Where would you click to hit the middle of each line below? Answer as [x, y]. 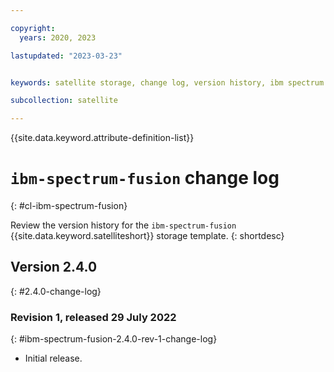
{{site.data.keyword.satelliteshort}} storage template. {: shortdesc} [147, 236]
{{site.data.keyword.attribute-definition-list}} [102, 138]
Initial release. [53, 358]
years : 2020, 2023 [58, 37]
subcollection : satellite [64, 101]
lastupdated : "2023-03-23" [66, 56]
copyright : [33, 28]
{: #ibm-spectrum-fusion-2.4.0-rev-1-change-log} [114, 339]
